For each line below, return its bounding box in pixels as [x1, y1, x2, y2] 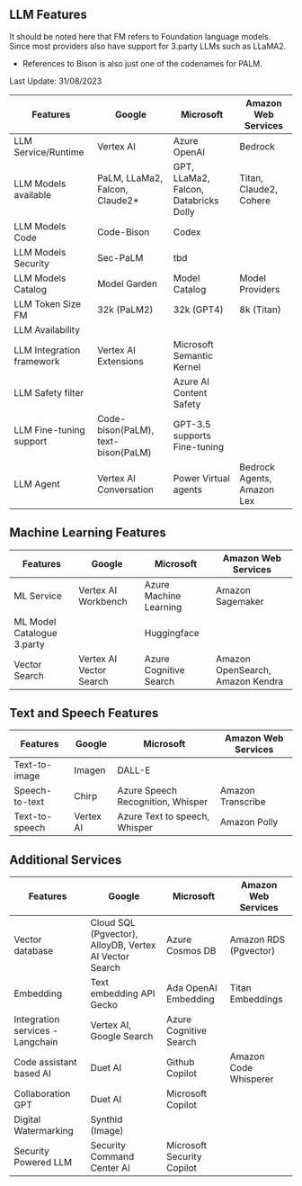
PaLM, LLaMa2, [97, 171, 164, 184]
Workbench [77, 595, 128, 607]
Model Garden [97, 277, 157, 290]
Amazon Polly [219, 816, 279, 829]
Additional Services [9, 852, 122, 867]
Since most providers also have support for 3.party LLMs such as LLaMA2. [9, 40, 287, 51]
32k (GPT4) [173, 303, 224, 316]
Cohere [239, 193, 271, 206]
